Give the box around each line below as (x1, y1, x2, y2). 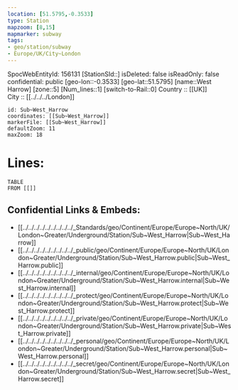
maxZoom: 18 (7, 131, 43, 138)
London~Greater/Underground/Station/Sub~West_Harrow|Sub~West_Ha (17, 230, 231, 239)
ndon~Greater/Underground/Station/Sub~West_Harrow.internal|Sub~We (17, 276, 229, 284)
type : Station (7, 17, 50, 24)
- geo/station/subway (7, 43, 72, 51)
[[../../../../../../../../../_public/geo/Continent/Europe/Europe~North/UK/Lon (17, 245, 229, 254)
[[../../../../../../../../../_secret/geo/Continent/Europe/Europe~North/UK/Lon (17, 359, 229, 368)
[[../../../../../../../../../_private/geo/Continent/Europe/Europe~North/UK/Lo (17, 314, 229, 322)
